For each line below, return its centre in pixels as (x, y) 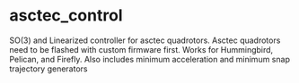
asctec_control (66, 16)
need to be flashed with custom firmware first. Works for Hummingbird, (141, 49)
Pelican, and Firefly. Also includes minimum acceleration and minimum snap (149, 59)
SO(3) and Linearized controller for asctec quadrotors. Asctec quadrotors (145, 40)
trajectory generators (48, 69)
